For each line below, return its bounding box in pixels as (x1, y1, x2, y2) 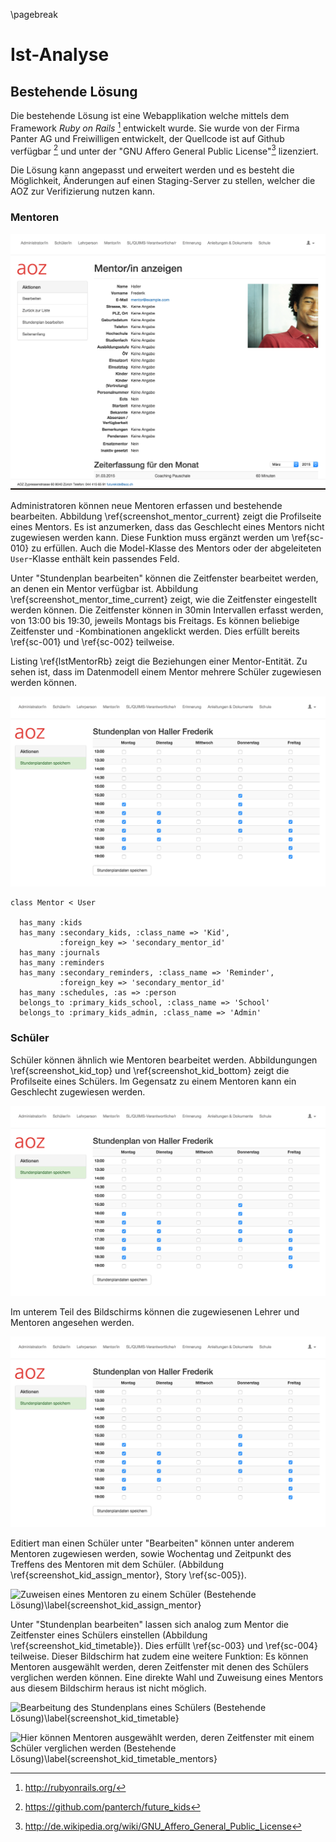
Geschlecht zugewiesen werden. (10, 1085, 146, 1098)
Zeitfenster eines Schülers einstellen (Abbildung (10, 1629, 208, 1641)
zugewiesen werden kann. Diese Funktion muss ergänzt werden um (10, 531, 290, 543)
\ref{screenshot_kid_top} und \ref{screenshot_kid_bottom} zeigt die (10, 1064, 290, 1076)
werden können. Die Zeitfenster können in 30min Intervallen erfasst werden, (10, 604, 324, 616)
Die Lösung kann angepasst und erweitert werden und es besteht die (10, 164, 295, 176)
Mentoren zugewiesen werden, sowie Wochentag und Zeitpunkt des (10, 1547, 292, 1559)
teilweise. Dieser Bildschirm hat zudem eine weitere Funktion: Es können (10, 1650, 309, 1662)
